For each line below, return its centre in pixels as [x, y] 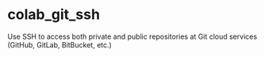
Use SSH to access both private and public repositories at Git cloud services [132, 36]
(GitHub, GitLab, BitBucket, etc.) [60, 44]
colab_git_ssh [54, 15]
